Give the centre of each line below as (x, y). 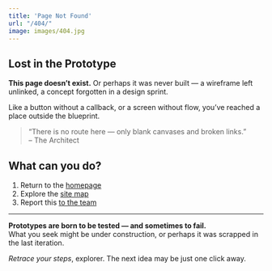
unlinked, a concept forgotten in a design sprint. (88, 92)
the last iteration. (36, 243)
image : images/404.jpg (47, 31)
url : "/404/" (30, 23)
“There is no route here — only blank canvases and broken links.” (137, 132)
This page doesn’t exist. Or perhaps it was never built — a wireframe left (131, 83)
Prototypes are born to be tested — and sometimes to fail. (107, 226)
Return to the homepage (61, 185)
